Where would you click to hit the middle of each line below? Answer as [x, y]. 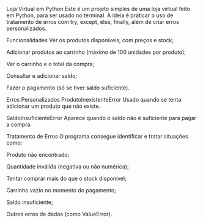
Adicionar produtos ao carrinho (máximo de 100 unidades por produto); [96, 52]
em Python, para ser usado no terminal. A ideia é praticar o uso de [90, 15]
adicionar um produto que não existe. [54, 106]
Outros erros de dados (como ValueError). [59, 214]
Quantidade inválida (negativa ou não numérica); [68, 167]
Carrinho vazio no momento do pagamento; [61, 190]
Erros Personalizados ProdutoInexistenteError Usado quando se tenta [94, 100]
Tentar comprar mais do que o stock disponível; [66, 178]
